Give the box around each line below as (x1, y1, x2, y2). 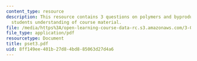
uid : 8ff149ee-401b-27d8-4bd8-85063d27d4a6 (6, 46, 114, 52)
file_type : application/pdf (6, 30, 75, 36)
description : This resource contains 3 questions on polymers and (6, 14, 172, 20)
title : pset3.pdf (6, 41, 49, 47)
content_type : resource (6, 8, 64, 15)
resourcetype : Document (6, 35, 64, 41)
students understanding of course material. (11, 19, 122, 25)
